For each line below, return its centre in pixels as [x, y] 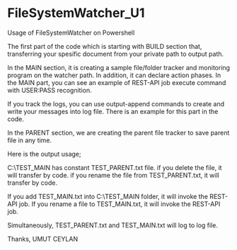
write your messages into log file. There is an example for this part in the [113, 111]
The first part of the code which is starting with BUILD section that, [105, 46]
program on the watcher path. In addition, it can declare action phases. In [114, 75]
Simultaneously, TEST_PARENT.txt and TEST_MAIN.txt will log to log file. [112, 225]
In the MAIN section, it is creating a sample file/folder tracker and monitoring [119, 67]
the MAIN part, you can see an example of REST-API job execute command [117, 82]
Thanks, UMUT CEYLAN [43, 239]
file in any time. [29, 140]
